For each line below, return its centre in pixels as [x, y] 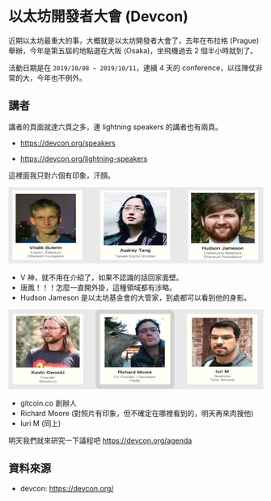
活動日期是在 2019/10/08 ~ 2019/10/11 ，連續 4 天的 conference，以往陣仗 [132, 67]
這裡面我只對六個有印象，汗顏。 [61, 175]
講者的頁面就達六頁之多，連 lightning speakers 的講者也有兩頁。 [115, 127]
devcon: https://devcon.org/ [67, 488]
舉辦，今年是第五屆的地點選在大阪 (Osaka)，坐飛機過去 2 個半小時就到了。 [133, 50]
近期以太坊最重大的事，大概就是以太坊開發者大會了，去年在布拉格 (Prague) [134, 40]
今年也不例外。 [61, 78]
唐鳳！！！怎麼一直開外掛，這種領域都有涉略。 [98, 288]
